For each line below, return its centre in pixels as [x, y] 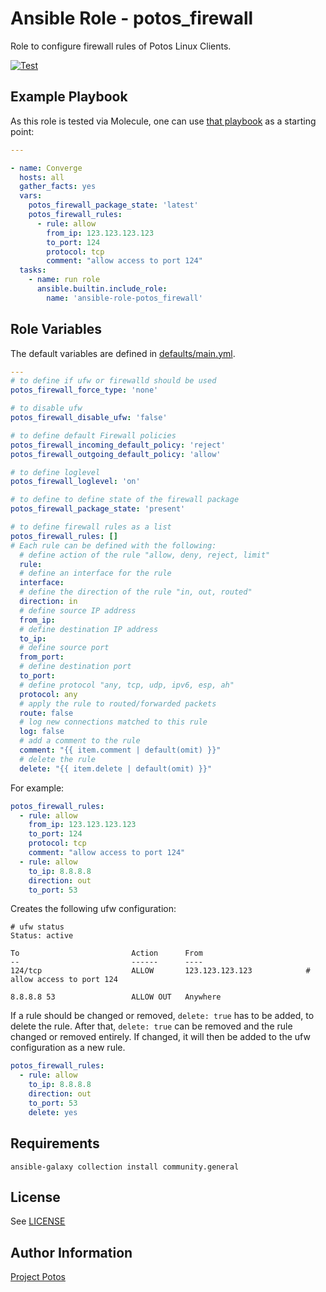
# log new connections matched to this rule [113, 722]
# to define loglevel [55, 472]
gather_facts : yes [58, 187]
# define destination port [75, 667]
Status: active [42, 936]
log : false [42, 732]
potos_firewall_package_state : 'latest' [113, 205]
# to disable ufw [46, 408]
